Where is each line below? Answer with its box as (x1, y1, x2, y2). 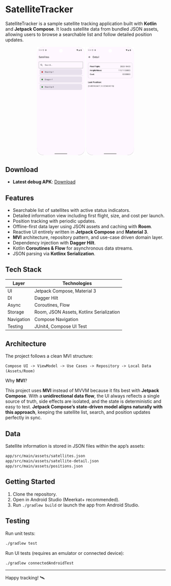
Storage (7, 309, 24, 315)
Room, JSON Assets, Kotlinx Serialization (34, 309, 120, 315)
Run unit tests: (5, 530, 36, 536)
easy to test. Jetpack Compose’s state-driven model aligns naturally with (5, 404, 163, 410)
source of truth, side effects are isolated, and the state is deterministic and (5, 398, 162, 404)
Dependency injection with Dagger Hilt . (12, 240, 96, 246)
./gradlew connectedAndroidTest (5, 560, 74, 566)
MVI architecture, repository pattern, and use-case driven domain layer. (12, 234, 164, 240)
